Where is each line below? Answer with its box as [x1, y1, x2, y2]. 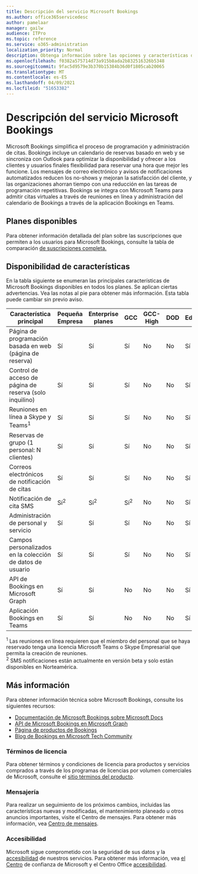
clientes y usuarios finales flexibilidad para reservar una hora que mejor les [6, 162, 189, 169]
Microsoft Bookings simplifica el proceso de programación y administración [6, 143, 190, 150]
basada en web [9, 342, 52, 350]
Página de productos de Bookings [14, 726, 97, 733]
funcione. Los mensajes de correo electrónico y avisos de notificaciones [6, 167, 183, 175]
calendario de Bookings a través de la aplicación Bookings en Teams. [6, 199, 175, 206]
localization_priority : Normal [6, 47, 83, 53]
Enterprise [88, 310, 119, 318]
